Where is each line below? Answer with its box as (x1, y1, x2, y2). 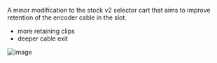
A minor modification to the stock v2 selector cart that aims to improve (7, 6, 211, 14)
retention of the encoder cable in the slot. (7, 13, 127, 22)
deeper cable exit (17, 34, 69, 43)
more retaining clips (17, 27, 75, 35)
